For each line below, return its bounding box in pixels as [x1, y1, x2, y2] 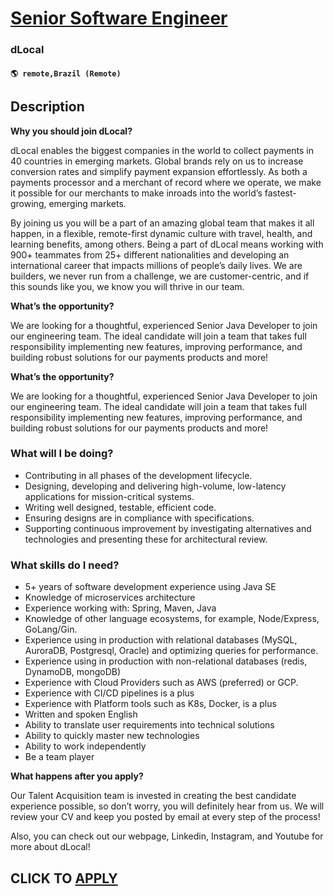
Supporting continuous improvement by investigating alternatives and [24, 522, 312, 534]
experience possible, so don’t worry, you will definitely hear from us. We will [10, 800, 325, 812]
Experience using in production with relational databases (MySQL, [24, 634, 298, 646]
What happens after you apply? [10, 770, 144, 782]
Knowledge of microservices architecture [24, 592, 196, 604]
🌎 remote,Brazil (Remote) [10, 68, 122, 79]
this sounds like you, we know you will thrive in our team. [10, 280, 245, 292]
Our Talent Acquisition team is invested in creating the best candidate [10, 790, 297, 802]
